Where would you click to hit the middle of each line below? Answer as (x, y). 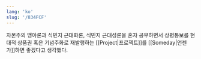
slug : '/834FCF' (26, 17)
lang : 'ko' (20, 12)
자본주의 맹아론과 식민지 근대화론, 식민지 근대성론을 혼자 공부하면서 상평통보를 (97, 35)
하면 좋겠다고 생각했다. (41, 50)
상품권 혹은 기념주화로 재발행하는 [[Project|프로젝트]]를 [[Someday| (97, 42)
